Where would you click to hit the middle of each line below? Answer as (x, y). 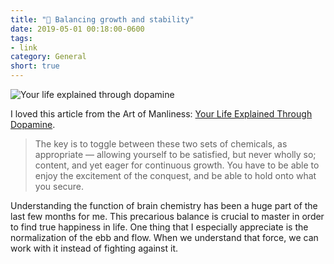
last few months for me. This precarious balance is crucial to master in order (167, 216)
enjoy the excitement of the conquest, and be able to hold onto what (175, 175)
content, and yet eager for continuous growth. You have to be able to (177, 165)
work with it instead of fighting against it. (94, 248)
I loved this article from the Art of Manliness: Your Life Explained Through (161, 114)
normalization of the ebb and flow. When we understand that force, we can (164, 237)
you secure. (59, 186)
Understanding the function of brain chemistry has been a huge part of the (164, 205)
